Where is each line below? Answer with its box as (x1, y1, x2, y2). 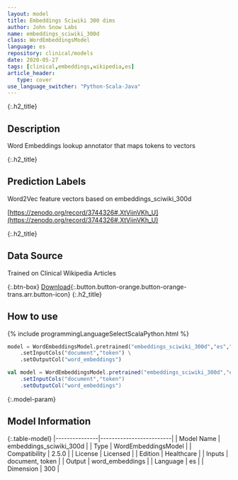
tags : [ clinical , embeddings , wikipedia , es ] (7, 63, 135, 70)
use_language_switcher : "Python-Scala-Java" (7, 83, 141, 90)
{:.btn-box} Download (7, 282, 71, 291)
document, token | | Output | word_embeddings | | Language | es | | (7, 457, 204, 465)
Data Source (7, 250, 63, 262)
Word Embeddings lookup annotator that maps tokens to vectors (7, 142, 196, 150)
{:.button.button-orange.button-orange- (70, 282, 187, 291)
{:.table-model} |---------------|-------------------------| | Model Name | (7, 434, 221, 442)
